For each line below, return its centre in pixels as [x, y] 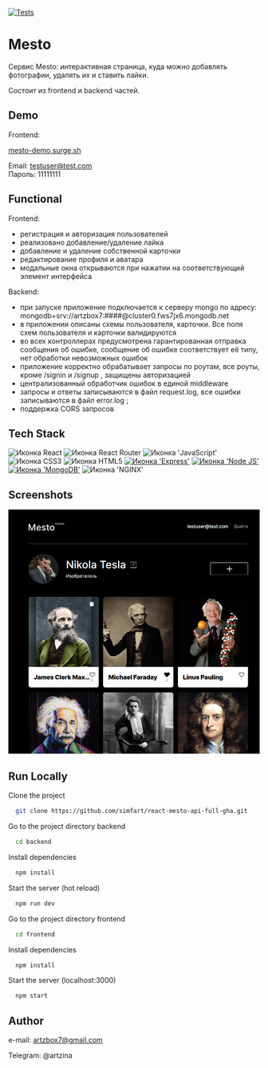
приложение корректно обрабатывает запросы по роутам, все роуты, [140, 366]
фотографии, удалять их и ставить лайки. [79, 75]
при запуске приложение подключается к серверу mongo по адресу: [138, 307]
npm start [32, 996]
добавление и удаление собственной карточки [100, 250]
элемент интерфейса [56, 276]
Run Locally [38, 776]
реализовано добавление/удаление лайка [92, 242]
